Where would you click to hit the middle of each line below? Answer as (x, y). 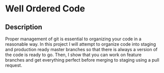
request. (14, 65)
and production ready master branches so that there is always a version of (81, 49)
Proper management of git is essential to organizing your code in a (73, 39)
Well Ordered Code (45, 9)
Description (24, 27)
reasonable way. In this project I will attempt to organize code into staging (81, 44)
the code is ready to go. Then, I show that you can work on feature (73, 55)
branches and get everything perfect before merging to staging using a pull (82, 60)
